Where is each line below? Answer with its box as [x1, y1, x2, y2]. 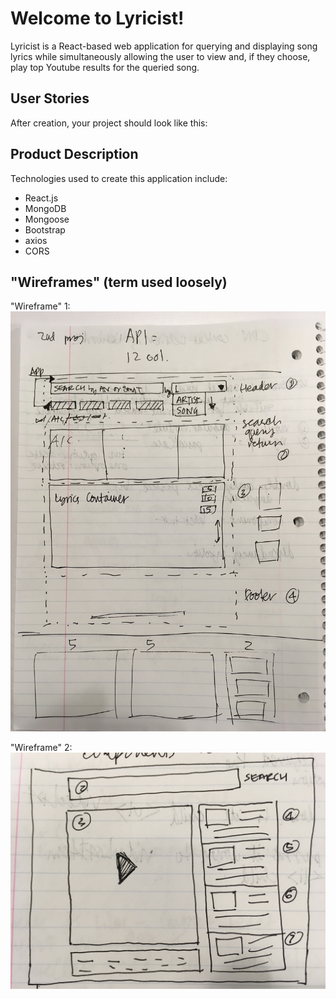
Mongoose [24, 213, 70, 225]
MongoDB [24, 202, 67, 214]
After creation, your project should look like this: [10, 117, 208, 129]
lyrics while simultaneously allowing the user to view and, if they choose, [10, 50, 311, 62]
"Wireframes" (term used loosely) [10, 273, 228, 291]
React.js [24, 192, 59, 204]
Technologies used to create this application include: [10, 172, 228, 184]
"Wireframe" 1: [10, 300, 71, 312]
